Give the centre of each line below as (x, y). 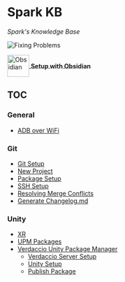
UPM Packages (39, 241)
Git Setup (31, 163)
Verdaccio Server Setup (62, 257)
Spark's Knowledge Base (44, 31)
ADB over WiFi (38, 130)
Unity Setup (45, 264)
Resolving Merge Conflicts (56, 193)
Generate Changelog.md (53, 201)
